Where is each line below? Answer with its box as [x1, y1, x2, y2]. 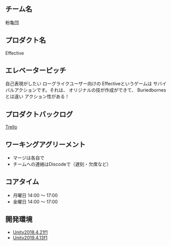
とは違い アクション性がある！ [5, 93, 70, 100]
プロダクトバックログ [5, 110, 73, 119]
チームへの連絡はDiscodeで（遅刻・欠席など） [12, 161, 111, 167]
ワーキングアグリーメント [5, 140, 86, 149]
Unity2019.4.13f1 [12, 234, 48, 240]
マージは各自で [12, 155, 45, 161]
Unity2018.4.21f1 [12, 229, 48, 235]
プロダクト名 [5, 36, 46, 45]
